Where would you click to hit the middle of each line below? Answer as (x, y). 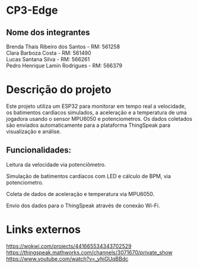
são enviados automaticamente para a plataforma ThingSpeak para (88, 125)
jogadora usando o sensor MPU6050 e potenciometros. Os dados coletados (99, 119)
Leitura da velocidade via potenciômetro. (56, 164)
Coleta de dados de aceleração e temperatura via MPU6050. (80, 194)
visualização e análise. (33, 131)
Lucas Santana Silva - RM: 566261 (48, 59)
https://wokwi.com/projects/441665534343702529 (69, 246)
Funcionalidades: (39, 150)
